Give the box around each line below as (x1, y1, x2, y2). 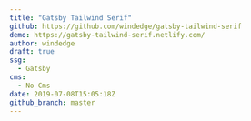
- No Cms (17, 81, 51, 90)
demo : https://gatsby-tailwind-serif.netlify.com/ (9, 30, 206, 39)
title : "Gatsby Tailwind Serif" (9, 13, 132, 23)
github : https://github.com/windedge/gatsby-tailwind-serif (9, 22, 243, 31)
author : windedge (9, 38, 75, 48)
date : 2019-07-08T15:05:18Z (9, 89, 116, 98)
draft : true (9, 47, 55, 56)
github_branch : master (9, 97, 95, 107)
